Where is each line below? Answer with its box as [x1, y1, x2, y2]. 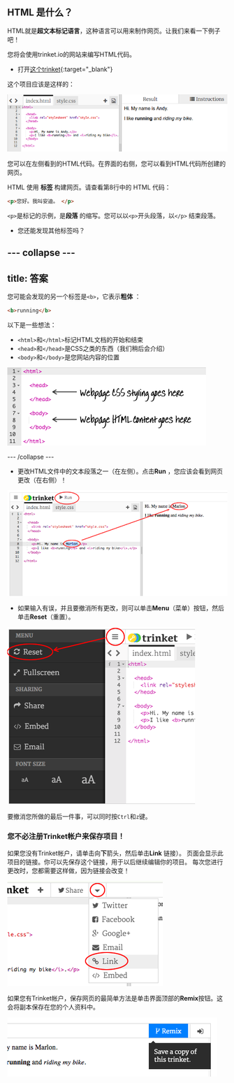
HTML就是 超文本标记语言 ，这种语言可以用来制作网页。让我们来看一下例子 [7, 27, 221, 35]
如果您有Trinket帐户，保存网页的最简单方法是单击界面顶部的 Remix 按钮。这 [7, 994, 224, 1002]
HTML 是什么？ [7, 6, 73, 19]
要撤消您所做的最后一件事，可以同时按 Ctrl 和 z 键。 [7, 812, 152, 821]
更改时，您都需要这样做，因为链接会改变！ [7, 866, 130, 875]
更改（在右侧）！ [17, 476, 67, 485]
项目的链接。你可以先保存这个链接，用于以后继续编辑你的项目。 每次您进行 [7, 857, 224, 866]
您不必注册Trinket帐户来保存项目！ [7, 831, 125, 841]
